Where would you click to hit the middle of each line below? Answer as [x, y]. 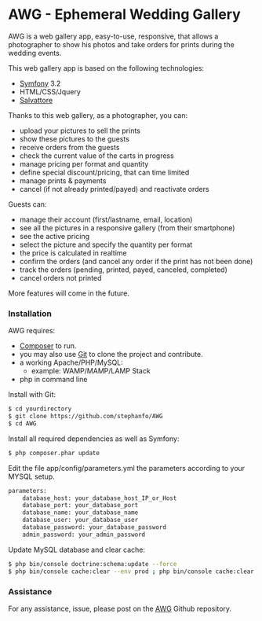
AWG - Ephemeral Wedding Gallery [124, 15]
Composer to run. [48, 346]
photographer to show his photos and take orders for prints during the [122, 44]
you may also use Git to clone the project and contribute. [111, 355]
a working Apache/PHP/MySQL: [71, 362]
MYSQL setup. [31, 476]
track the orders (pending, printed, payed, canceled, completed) [123, 270]
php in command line [53, 380]
